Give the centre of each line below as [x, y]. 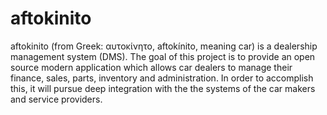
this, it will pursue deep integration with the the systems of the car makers [163, 88]
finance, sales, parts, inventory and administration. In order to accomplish [162, 78]
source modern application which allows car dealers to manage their [151, 67]
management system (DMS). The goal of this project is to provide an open [163, 56]
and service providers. [56, 99]
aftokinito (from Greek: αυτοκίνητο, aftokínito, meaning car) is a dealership [164, 46]
